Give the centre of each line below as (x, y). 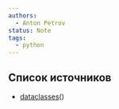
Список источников (60, 78)
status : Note (30, 30)
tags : (17, 38)
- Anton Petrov (40, 23)
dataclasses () (42, 96)
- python (30, 45)
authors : (23, 16)
